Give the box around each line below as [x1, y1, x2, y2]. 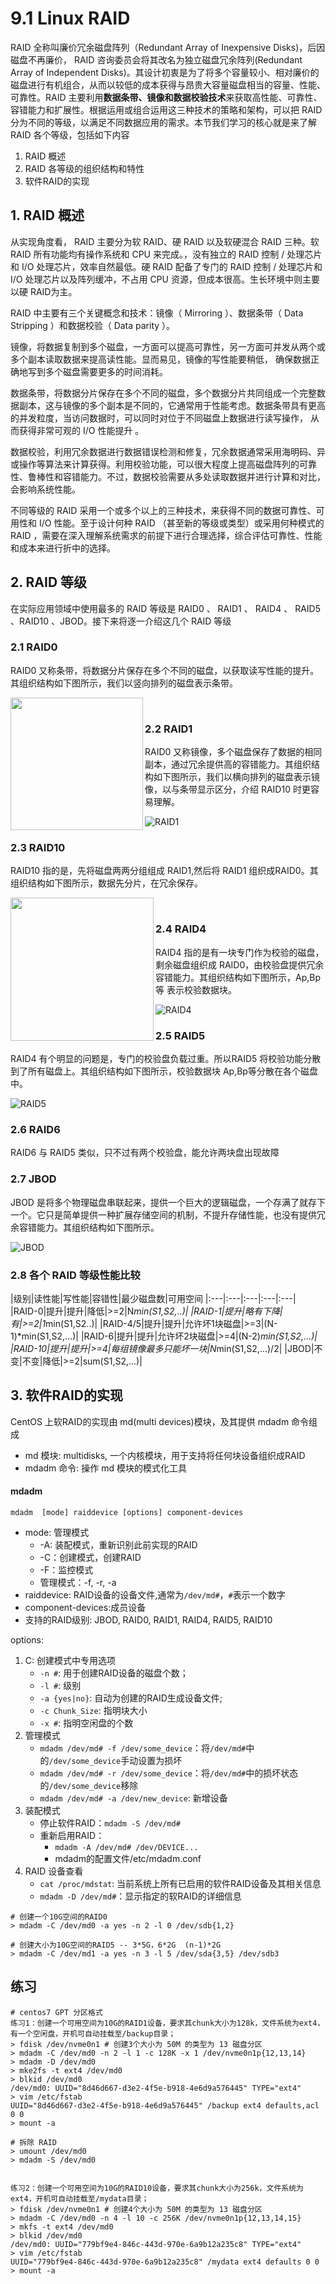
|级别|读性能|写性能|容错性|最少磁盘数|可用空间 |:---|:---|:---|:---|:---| [10, 1292, 297, 1304]
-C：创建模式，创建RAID [39, 1551, 142, 1563]
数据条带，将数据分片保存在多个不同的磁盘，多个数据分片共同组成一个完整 [10, 387, 317, 399]
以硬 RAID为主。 [10, 285, 78, 297]
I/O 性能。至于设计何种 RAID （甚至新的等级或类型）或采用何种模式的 [38, 517, 325, 529]
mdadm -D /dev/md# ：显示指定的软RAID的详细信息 [39, 1890, 242, 1902]
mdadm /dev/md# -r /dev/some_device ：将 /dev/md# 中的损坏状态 [39, 1767, 299, 1779]
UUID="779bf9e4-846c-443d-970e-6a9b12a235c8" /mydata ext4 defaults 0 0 [10, 2257, 320, 2267]
